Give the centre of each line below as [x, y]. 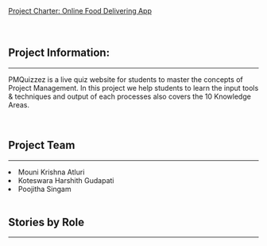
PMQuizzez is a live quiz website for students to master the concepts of [126, 79]
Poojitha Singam [45, 189]
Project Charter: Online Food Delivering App [80, 11]
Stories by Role [46, 223]
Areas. [19, 104]
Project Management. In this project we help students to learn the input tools [133, 88]
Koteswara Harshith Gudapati [66, 180]
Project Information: [59, 53]
